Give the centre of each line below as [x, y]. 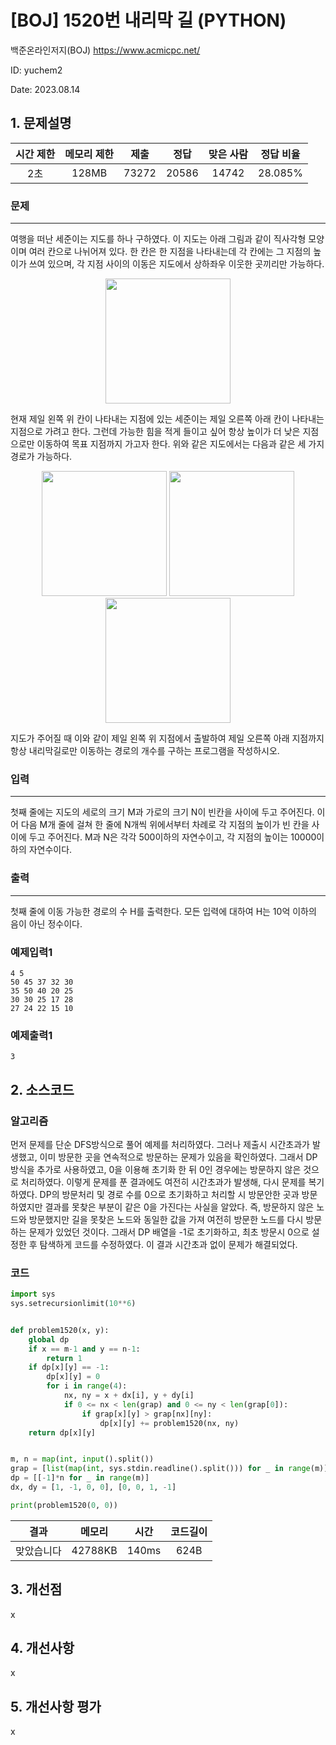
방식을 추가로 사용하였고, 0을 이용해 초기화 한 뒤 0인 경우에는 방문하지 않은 [156, 1169]
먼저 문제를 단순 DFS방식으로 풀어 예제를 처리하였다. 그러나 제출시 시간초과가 [160, 1144]
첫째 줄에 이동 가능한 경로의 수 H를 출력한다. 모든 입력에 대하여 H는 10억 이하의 [163, 911]
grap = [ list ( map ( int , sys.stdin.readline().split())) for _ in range [160, 1469]
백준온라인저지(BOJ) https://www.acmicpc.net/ [105, 50]
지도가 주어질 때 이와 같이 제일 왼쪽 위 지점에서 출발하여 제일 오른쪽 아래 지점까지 [167, 738]
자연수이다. [50, 850]
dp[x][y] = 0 [73, 1377]
